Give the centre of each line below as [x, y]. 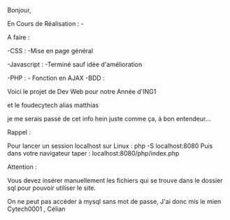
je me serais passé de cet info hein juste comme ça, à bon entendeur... [109, 119]
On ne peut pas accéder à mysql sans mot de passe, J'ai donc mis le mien [114, 201]
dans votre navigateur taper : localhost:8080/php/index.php [93, 153]
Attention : [22, 167]
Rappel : [19, 132]
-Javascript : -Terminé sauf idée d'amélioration [75, 64]
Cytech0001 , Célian [36, 209]
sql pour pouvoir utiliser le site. [52, 188]
